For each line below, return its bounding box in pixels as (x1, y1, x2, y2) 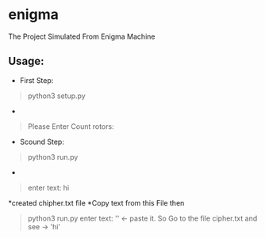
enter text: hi (27, 183, 70, 192)
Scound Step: (19, 137, 65, 146)
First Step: (19, 75, 54, 85)
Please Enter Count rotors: (27, 121, 114, 131)
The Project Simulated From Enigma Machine (8, 32, 156, 41)
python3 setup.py (27, 91, 86, 100)
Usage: (8, 55, 45, 68)
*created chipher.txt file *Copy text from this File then (8, 198, 185, 207)
